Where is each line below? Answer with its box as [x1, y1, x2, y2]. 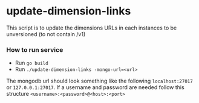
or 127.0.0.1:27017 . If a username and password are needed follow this [6, 84, 184, 91]
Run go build [15, 59, 48, 67]
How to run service [6, 45, 64, 54]
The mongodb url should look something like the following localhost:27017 [6, 77, 194, 85]
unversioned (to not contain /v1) [6, 30, 86, 37]
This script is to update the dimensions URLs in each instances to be [6, 24, 177, 31]
